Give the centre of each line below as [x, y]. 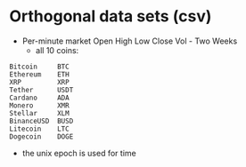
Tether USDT [41, 90]
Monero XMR [39, 105]
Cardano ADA [39, 98]
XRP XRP [39, 82]
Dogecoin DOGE [41, 136]
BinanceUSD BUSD [41, 121]
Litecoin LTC [39, 129]
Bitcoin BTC [39, 67]
